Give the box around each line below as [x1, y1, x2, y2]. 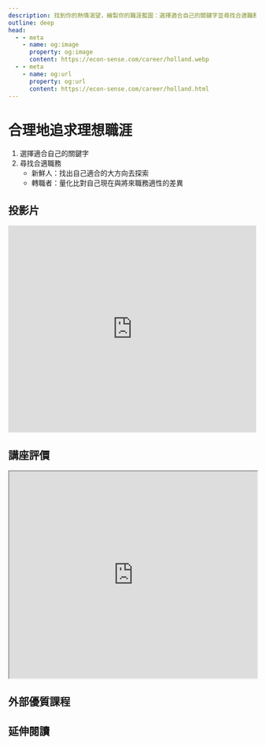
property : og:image [28, 48, 93, 56]
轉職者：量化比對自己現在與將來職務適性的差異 [31, 178, 183, 188]
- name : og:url [22, 70, 72, 78]
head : [8, 26, 26, 34]
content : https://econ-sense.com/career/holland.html [28, 84, 210, 93]
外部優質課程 [8, 695, 71, 709]
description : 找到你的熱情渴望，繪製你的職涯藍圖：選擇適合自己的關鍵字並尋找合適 [8, 11, 248, 20]
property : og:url [28, 77, 87, 85]
